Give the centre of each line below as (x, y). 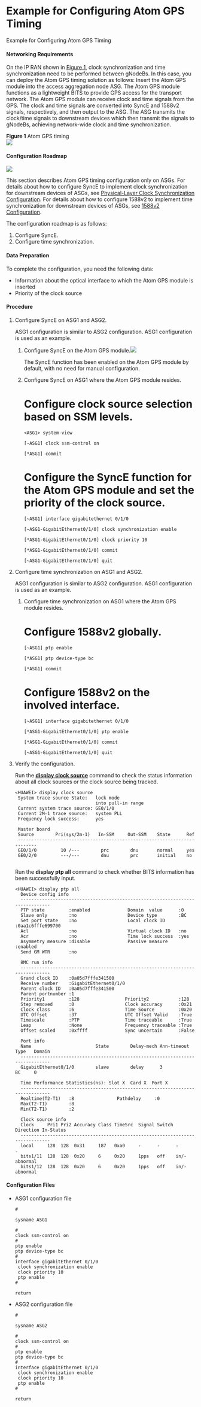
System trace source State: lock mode (69, 798)
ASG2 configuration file (44, 1304)
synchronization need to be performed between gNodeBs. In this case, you (99, 74)
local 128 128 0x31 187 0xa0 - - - (100, 1145)
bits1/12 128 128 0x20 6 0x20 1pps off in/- (103, 1166)
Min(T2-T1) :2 (48, 1109)
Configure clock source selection (108, 404)
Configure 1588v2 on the (87, 692)
